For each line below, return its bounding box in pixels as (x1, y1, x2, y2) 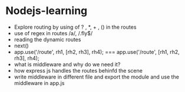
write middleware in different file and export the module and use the (14, 73, 179, 80)
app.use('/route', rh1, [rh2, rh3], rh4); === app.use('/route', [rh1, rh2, (14, 48, 180, 55)
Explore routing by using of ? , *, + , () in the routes (14, 23, 137, 30)
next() (14, 42, 29, 49)
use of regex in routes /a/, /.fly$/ (14, 29, 92, 36)
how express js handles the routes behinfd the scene (14, 67, 143, 74)
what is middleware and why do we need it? (14, 60, 121, 68)
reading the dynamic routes (14, 36, 81, 43)
